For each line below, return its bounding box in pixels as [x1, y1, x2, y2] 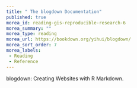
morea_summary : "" [6, 25, 52, 32]
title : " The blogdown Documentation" [6, 8, 102, 15]
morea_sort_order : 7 [6, 42, 58, 48]
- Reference [8, 58, 39, 64]
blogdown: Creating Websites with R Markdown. [6, 75, 124, 82]
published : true [6, 14, 46, 20]
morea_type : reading [6, 31, 58, 37]
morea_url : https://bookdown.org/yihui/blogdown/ [6, 36, 132, 42]
